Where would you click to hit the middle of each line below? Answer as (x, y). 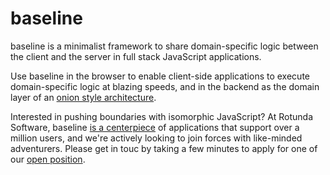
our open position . (48, 159)
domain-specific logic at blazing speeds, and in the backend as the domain (165, 86)
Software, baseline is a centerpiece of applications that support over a (155, 127)
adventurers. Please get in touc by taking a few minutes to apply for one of (164, 148)
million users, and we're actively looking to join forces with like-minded (156, 138)
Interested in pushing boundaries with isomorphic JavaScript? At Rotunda (162, 116)
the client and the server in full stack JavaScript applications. (136, 56)
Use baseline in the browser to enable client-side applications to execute (160, 76)
